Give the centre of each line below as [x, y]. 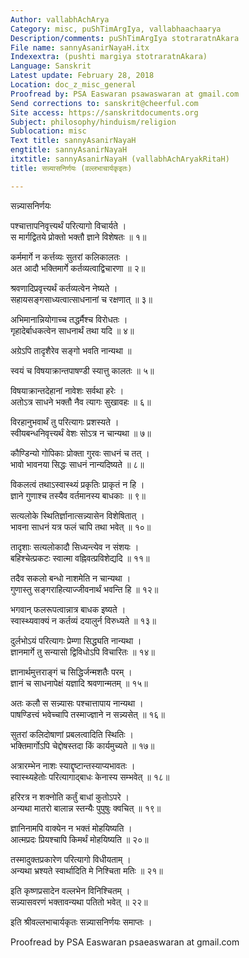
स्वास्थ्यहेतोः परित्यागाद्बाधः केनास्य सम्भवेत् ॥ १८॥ [90, 777]
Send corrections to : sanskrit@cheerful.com [104, 103]
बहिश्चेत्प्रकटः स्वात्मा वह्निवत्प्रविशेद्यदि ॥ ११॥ [80, 558]
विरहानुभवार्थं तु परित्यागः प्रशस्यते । [65, 422]
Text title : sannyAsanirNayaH [73, 141]
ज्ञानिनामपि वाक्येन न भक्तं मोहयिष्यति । [71, 828]
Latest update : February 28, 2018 [82, 76]
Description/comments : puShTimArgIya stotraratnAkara [125, 38]
